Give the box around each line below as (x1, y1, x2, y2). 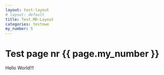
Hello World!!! (5, 65, 34, 71)
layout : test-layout (5, 7, 50, 13)
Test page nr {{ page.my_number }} (5, 48, 160, 60)
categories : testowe (5, 21, 50, 27)
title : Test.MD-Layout (5, 17, 54, 22)
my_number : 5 (5, 26, 33, 31)
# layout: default (5, 12, 45, 17)
